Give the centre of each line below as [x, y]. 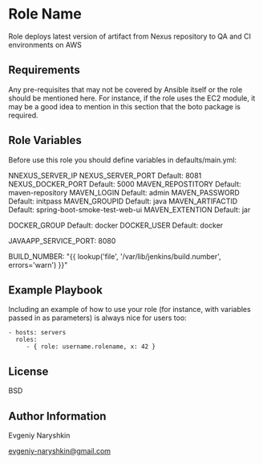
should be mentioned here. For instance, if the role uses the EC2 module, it [132, 98]
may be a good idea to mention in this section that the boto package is [125, 106]
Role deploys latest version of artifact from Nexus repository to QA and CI [129, 36]
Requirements [44, 70]
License [28, 371]
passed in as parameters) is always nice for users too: [97, 318]
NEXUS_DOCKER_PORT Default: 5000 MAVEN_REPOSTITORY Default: [125, 184]
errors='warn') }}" [38, 265]
